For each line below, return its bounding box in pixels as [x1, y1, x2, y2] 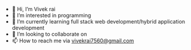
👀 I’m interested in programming [11, 12, 92, 19]
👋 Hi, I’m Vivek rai [11, 6, 56, 12]
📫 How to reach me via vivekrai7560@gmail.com [11, 37, 134, 44]
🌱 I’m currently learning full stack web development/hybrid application [11, 18, 186, 25]
